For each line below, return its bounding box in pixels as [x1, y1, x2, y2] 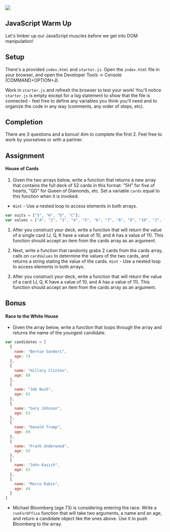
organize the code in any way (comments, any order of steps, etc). [5, 103, 144, 109]
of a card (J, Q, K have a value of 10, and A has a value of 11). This [12, 278, 150, 285]
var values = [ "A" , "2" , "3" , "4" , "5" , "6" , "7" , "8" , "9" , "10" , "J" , [5, 217, 162, 223]
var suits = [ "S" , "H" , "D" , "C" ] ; [5, 213, 80, 218]
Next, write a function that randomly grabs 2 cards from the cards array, [12, 247, 163, 254]
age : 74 [14, 354, 30, 359]
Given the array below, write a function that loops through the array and [12, 324, 162, 330]
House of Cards [5, 166, 39, 172]
